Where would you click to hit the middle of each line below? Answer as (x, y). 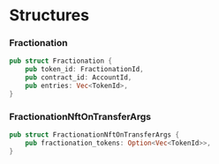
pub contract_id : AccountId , (79, 78)
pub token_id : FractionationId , (84, 70)
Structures (49, 15)
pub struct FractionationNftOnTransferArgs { (94, 135)
